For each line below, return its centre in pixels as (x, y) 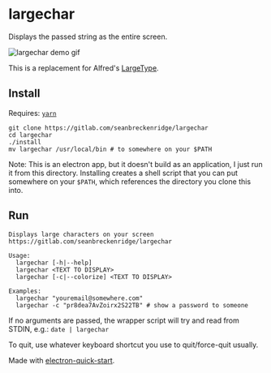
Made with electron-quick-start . (62, 360)
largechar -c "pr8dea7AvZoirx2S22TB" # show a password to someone (132, 305)
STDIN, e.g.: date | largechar (59, 328)
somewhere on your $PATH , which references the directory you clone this (130, 181)
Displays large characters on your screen (81, 234)
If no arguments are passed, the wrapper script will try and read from (124, 320)
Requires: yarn (32, 113)
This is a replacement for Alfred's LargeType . (84, 68)
